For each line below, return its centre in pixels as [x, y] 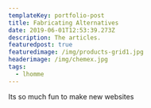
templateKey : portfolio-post [56, 15]
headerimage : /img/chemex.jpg [58, 60]
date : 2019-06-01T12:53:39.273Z [62, 30]
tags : [17, 67]
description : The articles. [55, 37]
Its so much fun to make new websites [71, 96]
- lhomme [30, 74]
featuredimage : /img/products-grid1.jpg [76, 52]
